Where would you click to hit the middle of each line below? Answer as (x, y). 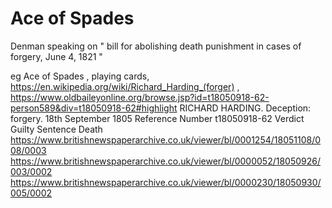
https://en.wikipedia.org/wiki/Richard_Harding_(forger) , (125, 86)
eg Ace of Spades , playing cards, (80, 76)
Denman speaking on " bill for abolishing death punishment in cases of (156, 46)
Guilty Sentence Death (56, 129)
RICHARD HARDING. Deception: (245, 108)
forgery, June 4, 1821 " (56, 56)
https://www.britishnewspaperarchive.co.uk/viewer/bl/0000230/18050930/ (166, 182)
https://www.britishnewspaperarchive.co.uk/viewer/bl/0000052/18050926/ (166, 161)
